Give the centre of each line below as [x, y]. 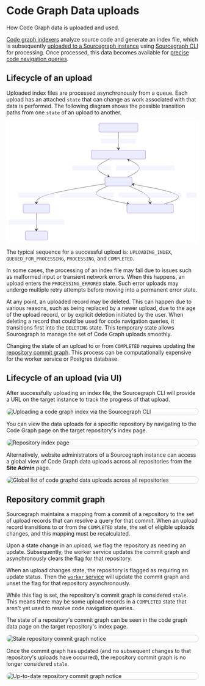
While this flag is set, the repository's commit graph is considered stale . [97, 595]
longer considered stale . [38, 664]
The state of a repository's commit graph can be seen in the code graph [97, 620]
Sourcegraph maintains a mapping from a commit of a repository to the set [100, 514]
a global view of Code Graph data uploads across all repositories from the [99, 461]
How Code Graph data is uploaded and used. [63, 28]
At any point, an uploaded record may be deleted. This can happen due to [99, 301]
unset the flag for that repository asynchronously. [69, 583]
